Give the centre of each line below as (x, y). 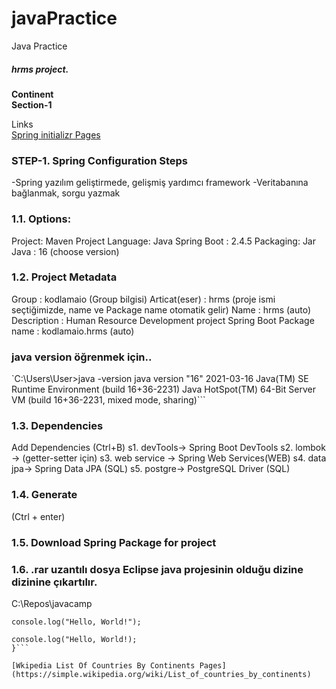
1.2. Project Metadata (64, 277)
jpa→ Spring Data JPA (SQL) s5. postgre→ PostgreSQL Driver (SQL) (151, 469)
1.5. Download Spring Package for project (114, 542)
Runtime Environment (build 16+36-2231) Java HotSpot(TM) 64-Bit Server (163, 389)
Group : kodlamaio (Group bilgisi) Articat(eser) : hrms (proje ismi (143, 299)
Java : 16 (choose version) (65, 251)
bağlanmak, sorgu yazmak (66, 193)
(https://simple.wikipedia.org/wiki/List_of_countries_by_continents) (161, 674)
